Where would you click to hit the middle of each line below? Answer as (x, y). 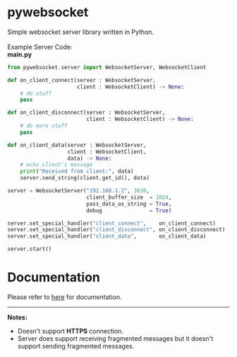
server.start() (30, 249)
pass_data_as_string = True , (129, 204)
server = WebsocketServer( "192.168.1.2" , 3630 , (79, 191)
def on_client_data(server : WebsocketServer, (77, 145)
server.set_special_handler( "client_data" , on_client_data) (107, 236)
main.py (20, 54)
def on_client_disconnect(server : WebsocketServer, (86, 113)
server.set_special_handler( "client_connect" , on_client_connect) (112, 223)
